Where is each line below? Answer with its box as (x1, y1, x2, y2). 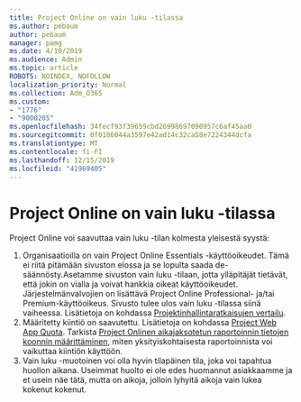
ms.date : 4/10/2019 (9, 47, 83, 56)
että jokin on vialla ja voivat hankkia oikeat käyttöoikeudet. (22, 279, 239, 289)
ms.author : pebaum (9, 22, 78, 31)
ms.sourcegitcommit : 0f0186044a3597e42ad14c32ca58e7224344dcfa (9, 131, 252, 140)
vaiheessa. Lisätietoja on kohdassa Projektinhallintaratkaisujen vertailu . (22, 307, 287, 318)
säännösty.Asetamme (22, 270, 104, 280)
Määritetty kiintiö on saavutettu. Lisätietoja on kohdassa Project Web (22, 317, 278, 328)
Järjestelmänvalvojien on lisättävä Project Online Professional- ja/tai (22, 288, 275, 299)
